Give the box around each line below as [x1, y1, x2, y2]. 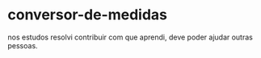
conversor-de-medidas [7, 6, 167, 24]
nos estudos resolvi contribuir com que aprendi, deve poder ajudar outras [7, 32, 254, 42]
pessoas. [7, 40, 38, 50]
